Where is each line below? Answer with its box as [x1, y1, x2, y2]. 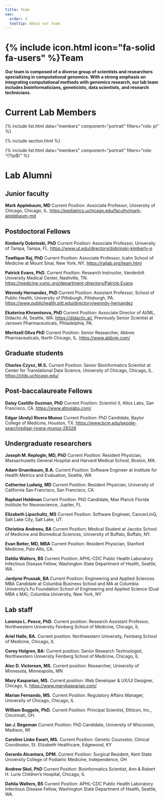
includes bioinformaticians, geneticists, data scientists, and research [5, 85, 149, 90]
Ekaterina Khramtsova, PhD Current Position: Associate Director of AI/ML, [5, 309, 156, 315]
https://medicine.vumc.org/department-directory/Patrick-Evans [5, 280, 133, 286]
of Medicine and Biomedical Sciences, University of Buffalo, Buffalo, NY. [5, 532, 151, 537]
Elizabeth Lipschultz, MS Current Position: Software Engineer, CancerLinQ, [5, 511, 158, 517]
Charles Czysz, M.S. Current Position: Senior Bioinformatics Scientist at [5, 362, 151, 368]
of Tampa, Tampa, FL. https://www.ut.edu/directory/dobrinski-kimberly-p [5, 245, 153, 251]
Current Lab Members [5, 107, 96, 118]
